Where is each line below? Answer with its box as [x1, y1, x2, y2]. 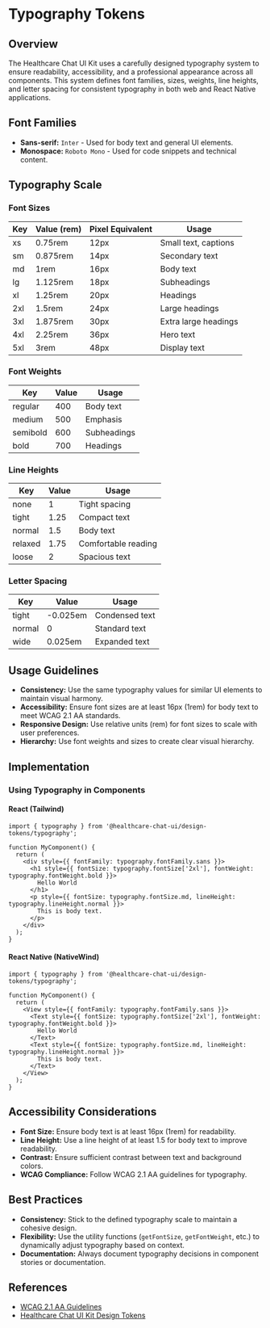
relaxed [12, 538, 41, 549]
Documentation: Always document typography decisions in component [19, 1249, 260, 1259]
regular [12, 401, 40, 412]
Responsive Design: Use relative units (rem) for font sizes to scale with [19, 720, 258, 729]
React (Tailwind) [8, 805, 64, 814]
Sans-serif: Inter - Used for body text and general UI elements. [19, 137, 234, 147]
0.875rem [35, 250, 74, 261]
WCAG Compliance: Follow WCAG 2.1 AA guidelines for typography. [19, 1169, 247, 1179]
